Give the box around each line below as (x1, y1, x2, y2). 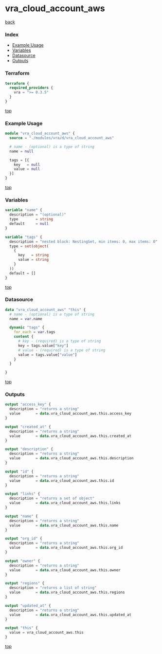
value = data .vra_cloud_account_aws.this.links (9, 501, 121, 506)
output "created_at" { (5, 424, 51, 429)
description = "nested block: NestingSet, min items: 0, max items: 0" (9, 239, 158, 244)
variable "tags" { (5, 235, 42, 239)
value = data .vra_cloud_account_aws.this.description (9, 456, 134, 461)
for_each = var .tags (14, 329, 55, 335)
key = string (18, 253, 49, 258)
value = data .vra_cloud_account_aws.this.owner (9, 567, 121, 572)
